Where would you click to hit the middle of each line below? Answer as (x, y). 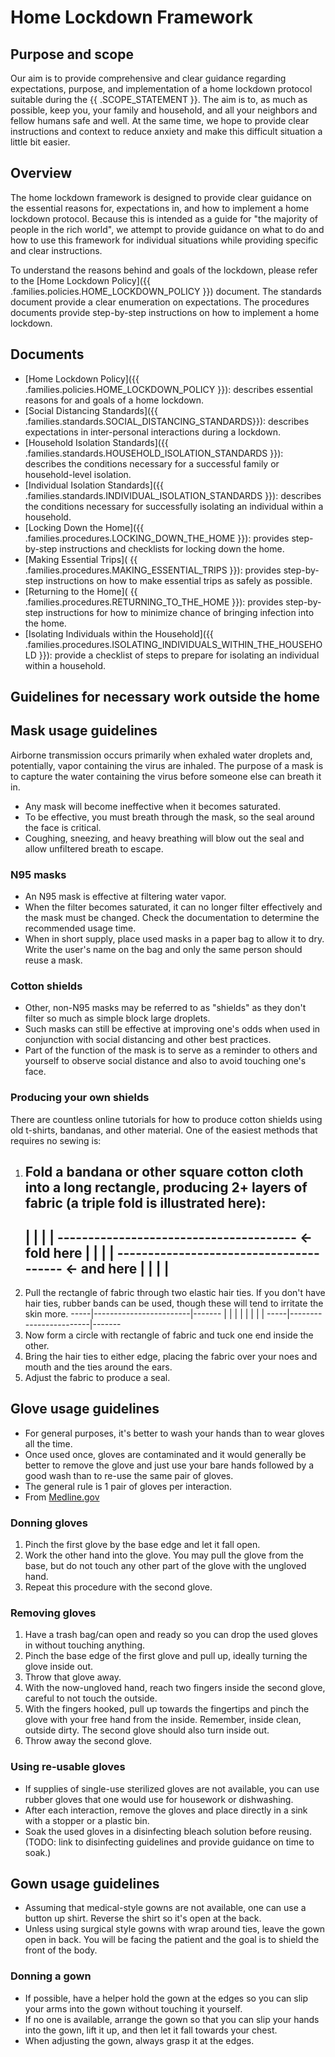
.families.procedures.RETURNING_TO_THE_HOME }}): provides (154, 602)
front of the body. (61, 1950)
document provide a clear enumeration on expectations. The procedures (160, 302)
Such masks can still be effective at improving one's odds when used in (172, 1029)
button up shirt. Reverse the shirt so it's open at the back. (143, 1918)
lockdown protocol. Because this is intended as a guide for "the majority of (164, 218)
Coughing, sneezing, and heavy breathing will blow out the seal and (164, 838)
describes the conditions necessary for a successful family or (152, 463)
